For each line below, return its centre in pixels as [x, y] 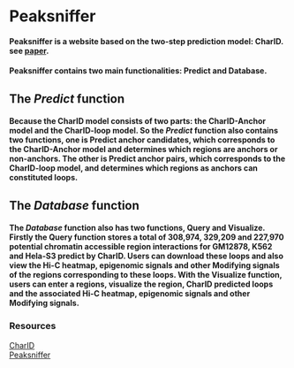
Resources [33, 326]
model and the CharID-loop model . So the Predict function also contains [144, 131]
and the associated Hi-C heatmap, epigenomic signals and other [130, 294]
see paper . [29, 50]
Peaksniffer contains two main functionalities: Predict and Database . [138, 71]
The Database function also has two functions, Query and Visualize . [137, 228]
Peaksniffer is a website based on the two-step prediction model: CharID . [147, 41]
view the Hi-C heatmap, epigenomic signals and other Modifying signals [144, 265]
